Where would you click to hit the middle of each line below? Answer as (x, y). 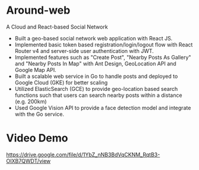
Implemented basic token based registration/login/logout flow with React (104, 45)
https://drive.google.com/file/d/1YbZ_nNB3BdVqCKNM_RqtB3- (83, 155)
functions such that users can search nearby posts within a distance (98, 95)
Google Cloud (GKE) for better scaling (61, 82)
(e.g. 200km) (31, 101)
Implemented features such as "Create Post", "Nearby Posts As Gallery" (103, 57)
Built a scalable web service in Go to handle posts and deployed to (96, 76)
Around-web (38, 10)
